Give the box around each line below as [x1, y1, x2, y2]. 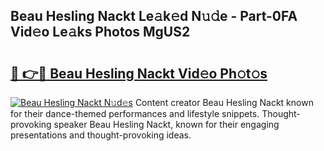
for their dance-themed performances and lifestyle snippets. [10, 108, 260, 119]
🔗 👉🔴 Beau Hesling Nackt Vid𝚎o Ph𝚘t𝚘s [10, 65, 268, 82]
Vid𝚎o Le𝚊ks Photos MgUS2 [10, 24, 191, 41]
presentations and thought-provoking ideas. [10, 129, 192, 141]
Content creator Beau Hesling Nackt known [134, 97, 314, 108]
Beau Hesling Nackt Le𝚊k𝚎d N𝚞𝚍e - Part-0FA [10, 8, 298, 25]
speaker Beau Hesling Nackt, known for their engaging [53, 119, 280, 130]
